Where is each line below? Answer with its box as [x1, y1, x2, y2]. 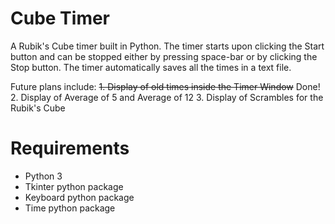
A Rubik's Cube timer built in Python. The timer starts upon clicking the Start [10, 40, 325, 52]
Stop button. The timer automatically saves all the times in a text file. [10, 61, 292, 73]
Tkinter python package [24, 180, 124, 192]
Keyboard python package [24, 191, 135, 203]
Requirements [10, 137, 130, 160]
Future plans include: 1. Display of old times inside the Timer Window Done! [10, 80, 321, 92]
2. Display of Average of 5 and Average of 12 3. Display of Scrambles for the [10, 91, 324, 103]
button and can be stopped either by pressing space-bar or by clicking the [10, 50, 318, 62]
